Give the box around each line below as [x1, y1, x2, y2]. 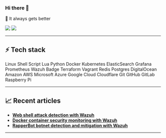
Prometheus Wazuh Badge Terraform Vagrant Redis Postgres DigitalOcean [5, 66, 157, 72]
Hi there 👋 [5, 4, 30, 11]
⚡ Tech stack [5, 46, 46, 54]
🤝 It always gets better [5, 16, 51, 22]
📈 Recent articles [5, 96, 61, 105]
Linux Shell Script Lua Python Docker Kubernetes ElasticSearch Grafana [5, 61, 152, 67]
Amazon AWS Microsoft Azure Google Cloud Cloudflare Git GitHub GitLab [5, 72, 155, 78]
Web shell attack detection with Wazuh [12, 112, 95, 118]
